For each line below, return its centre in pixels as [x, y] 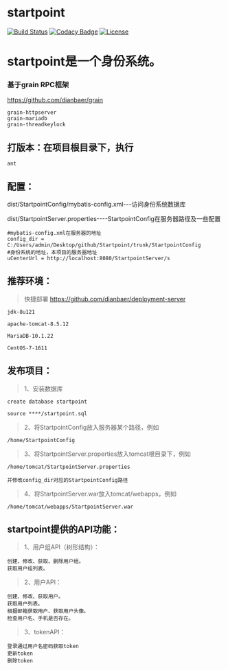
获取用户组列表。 [28, 569]
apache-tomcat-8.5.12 [38, 324]
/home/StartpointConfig [41, 440]
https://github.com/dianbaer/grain [55, 100]
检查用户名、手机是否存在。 [41, 619]
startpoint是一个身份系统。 [84, 61]
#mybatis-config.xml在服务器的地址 [54, 233]
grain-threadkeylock [37, 125]
